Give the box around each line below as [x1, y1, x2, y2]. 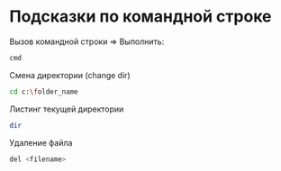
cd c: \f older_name [9, 87, 78, 96]
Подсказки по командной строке [9, 6, 272, 27]
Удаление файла [9, 137, 73, 148]
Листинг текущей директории [9, 103, 124, 114]
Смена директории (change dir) [9, 69, 131, 80]
